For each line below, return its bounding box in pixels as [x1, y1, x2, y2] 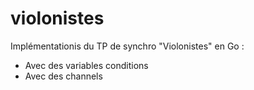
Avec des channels [24, 70, 103, 82]
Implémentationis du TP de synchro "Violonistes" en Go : [10, 40, 245, 52]
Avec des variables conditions [24, 59, 149, 71]
